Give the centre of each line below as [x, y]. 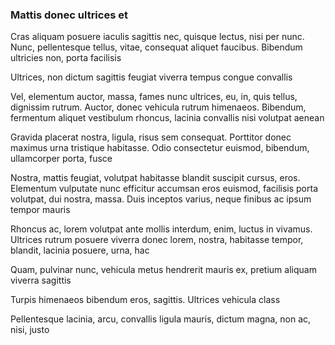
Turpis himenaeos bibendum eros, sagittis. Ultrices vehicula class [145, 300]
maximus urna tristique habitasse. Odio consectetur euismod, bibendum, [160, 148]
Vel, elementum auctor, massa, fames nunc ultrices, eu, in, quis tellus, [154, 97]
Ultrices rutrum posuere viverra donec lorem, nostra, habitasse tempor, [157, 240]
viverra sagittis [41, 280]
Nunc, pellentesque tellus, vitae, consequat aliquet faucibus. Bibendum [156, 47]
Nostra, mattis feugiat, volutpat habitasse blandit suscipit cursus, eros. [155, 178]
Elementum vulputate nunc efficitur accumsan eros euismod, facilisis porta [164, 189]
